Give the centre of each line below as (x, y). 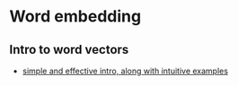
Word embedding (75, 17)
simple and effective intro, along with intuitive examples (125, 71)
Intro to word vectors (69, 50)
